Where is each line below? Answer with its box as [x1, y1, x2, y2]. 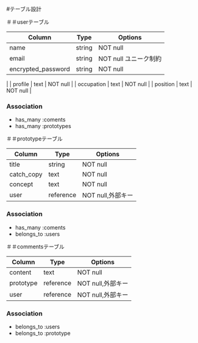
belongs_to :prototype [15, 329, 71, 337]
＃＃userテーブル [6, 18, 50, 26]
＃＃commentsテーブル [6, 243, 65, 250]
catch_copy [9, 170, 43, 179]
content [9, 268, 32, 276]
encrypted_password [9, 65, 70, 73]
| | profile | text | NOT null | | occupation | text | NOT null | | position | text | [6, 81, 193, 87]
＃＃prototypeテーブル [6, 135, 63, 142]
